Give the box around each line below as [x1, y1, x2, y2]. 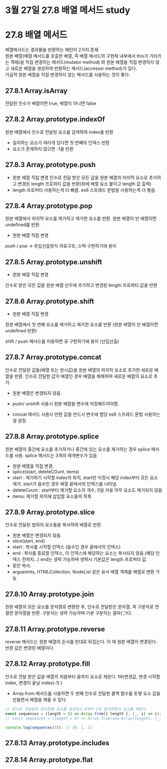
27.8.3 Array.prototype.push [5, 161, 96, 169]
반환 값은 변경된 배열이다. [5, 645, 55, 651]
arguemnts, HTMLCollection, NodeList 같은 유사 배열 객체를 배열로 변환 [12, 569, 155, 575]
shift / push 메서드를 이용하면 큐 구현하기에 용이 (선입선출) [5, 338, 120, 344]
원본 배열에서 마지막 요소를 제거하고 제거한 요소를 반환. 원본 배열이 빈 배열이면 [5, 216, 157, 222]
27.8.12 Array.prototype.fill [5, 660, 90, 668]
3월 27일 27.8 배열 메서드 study [5, 4, 131, 16]
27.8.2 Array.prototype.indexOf [5, 115, 105, 124]
